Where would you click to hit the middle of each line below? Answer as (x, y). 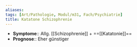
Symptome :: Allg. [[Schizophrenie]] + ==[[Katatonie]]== (72, 34)
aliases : (15, 10)
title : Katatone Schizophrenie (39, 19)
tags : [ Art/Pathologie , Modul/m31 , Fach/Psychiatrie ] (64, 15)
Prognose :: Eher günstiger (41, 39)
